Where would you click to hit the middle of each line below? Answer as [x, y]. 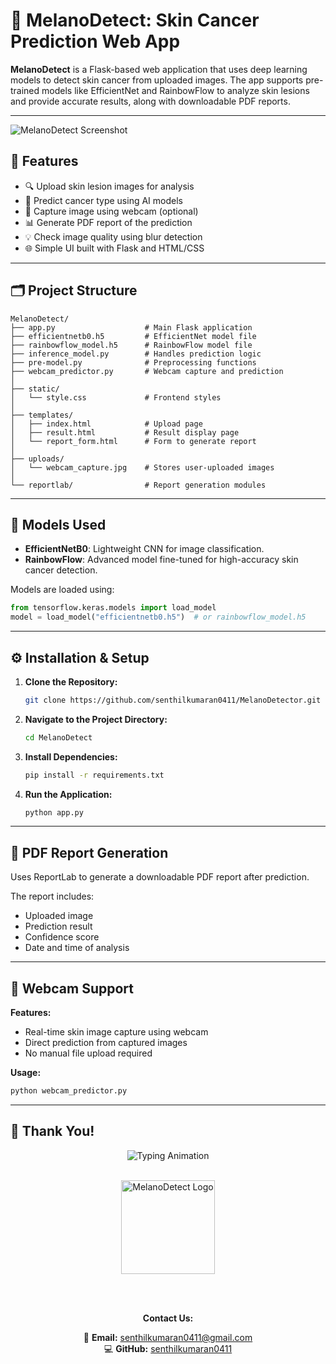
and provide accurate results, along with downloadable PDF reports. [150, 101]
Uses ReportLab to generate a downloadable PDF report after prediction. [160, 877]
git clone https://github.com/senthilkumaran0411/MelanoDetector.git [173, 700]
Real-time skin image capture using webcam [116, 1032]
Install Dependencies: [71, 756]
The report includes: [52, 896]
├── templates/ [42, 415]
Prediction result [58, 926]
